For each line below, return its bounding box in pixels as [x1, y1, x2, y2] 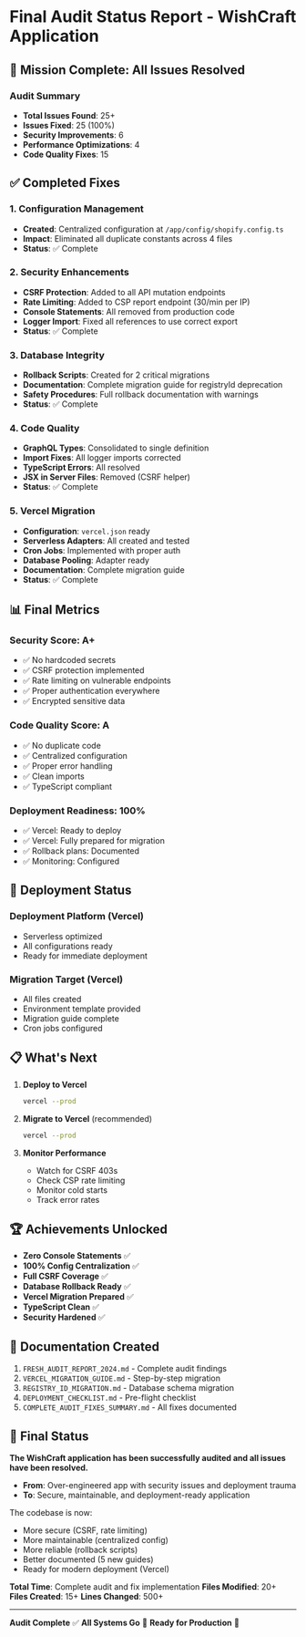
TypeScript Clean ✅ [22, 1301, 100, 1312]
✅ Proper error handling [22, 760, 113, 772]
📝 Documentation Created [9, 1339, 159, 1354]
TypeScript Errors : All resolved [22, 462, 141, 473]
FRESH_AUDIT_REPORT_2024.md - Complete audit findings [22, 1363, 228, 1374]
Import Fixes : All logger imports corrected [22, 452, 182, 463]
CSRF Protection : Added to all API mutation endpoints [22, 286, 226, 297]
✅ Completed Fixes [9, 175, 121, 191]
